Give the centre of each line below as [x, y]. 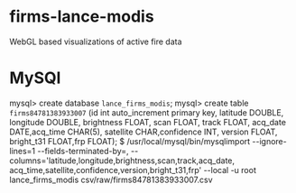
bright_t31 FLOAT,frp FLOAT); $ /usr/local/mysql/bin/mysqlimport [130, 141]
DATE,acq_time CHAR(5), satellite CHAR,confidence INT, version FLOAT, [143, 132]
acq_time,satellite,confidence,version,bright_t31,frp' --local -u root [133, 170]
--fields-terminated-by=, [83, 151]
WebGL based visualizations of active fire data [96, 41]
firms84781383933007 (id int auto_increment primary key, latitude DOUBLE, [147, 112]
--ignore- [269, 141]
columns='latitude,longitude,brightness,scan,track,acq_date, [122, 161]
